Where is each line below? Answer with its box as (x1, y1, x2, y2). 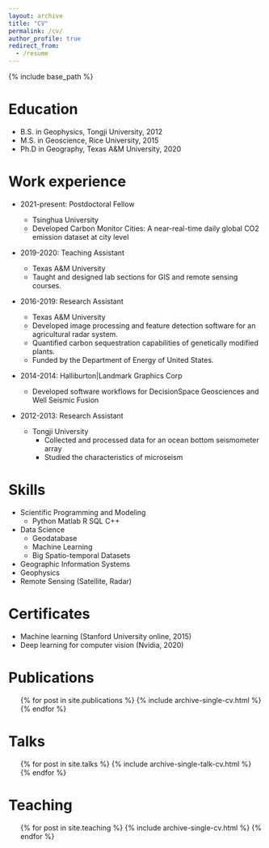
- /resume (15, 49, 48, 58)
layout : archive (8, 11, 63, 20)
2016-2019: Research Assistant (19, 296, 124, 306)
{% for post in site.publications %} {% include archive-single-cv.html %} (19, 695, 262, 705)
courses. (32, 280, 62, 290)
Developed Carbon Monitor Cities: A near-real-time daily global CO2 (32, 224, 260, 233)
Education (8, 100, 78, 118)
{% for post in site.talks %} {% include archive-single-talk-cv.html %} (19, 759, 252, 769)
